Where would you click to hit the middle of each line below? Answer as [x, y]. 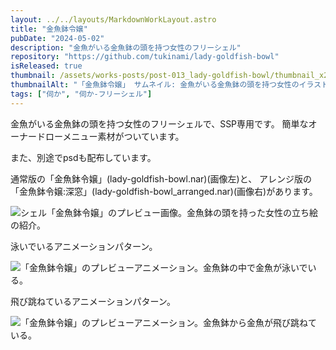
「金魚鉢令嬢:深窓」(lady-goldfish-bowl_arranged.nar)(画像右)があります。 [164, 191]
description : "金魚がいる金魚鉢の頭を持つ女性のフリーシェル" [126, 47]
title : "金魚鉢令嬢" [49, 29]
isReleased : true [46, 66]
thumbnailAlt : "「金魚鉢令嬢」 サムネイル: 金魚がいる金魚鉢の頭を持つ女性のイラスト [169, 85]
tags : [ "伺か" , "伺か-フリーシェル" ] [81, 94]
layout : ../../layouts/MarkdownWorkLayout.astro [113, 19]
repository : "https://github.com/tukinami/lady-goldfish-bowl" [145, 57]
